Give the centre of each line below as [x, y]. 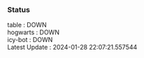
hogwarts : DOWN [33, 32]
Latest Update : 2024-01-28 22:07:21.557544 [72, 48]
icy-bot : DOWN [30, 40]
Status [19, 10]
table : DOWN [27, 25]
